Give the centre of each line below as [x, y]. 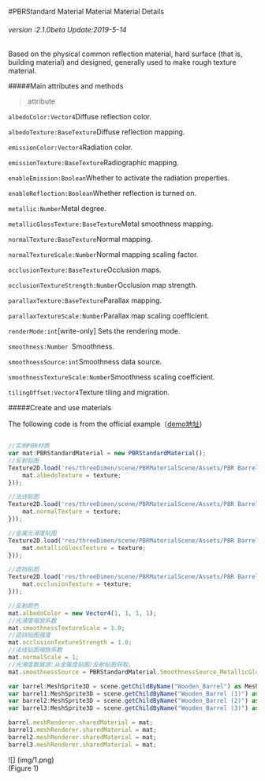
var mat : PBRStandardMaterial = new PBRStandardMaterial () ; [107, 454]
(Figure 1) [24, 768]
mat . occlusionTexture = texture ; [77, 584]
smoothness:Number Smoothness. [61, 346]
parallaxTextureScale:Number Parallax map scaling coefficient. [109, 316]
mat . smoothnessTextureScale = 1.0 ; [67, 628]
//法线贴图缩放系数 [35, 650]
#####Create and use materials [60, 408]
